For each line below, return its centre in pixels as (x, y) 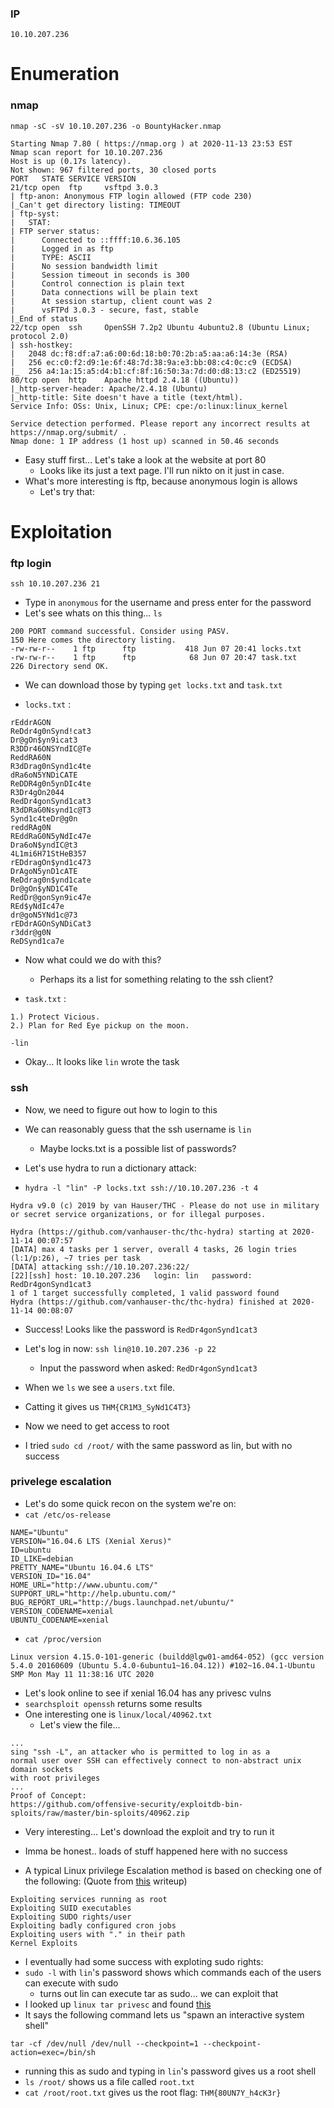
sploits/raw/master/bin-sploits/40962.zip (100, 1813)
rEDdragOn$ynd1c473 (51, 863)
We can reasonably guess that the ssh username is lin (138, 1129)
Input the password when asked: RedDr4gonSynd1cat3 (148, 1368)
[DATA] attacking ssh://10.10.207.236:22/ (100, 1267)
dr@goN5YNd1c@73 (44, 915)
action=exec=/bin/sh (53, 2052)
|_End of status (44, 318)
